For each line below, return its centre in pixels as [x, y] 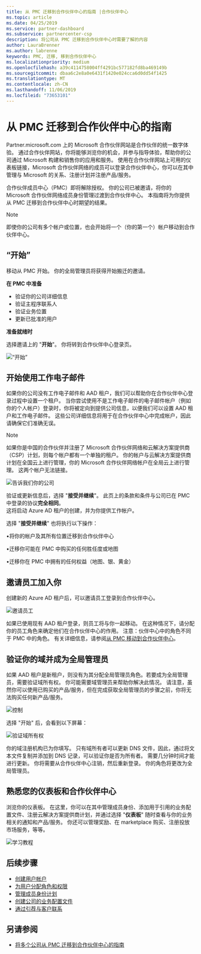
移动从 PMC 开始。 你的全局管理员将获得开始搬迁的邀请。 [77, 271]
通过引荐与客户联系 [39, 908]
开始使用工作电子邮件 [45, 378]
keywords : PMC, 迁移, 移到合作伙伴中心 [51, 56]
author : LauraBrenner [33, 46]
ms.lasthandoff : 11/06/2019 [41, 90]
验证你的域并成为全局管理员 [57, 659]
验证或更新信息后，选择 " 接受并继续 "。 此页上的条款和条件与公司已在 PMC [98, 496]
